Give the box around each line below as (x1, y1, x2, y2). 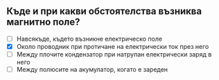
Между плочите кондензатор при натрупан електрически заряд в (16, 50, 212, 58)
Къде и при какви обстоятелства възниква (6, 6, 202, 17)
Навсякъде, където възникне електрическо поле (16, 34, 163, 43)
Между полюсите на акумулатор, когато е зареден (16, 66, 168, 73)
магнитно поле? (6, 17, 80, 28)
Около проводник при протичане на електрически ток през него (16, 42, 209, 50)
